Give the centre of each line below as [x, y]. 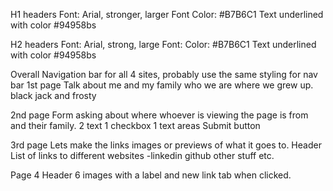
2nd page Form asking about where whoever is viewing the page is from [159, 115]
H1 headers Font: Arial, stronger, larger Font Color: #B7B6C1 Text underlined [167, 14]
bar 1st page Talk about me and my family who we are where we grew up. [162, 85]
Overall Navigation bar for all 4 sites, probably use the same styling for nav [164, 74]
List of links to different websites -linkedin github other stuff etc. [142, 155]
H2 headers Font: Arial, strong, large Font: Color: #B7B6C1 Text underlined [163, 44]
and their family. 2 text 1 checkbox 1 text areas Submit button [135, 125]
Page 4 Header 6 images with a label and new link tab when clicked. [151, 175]
